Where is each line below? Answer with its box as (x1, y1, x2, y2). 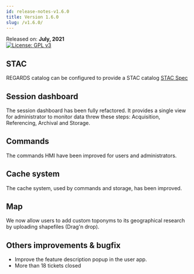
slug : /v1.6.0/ (6, 19, 43, 25)
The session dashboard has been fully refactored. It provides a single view (6, 107, 186, 114)
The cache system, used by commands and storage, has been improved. (6, 184, 182, 191)
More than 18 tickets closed (14, 262, 81, 269)
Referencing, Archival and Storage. (6, 120, 91, 126)
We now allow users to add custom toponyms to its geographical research (6, 217, 185, 224)
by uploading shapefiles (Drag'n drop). (6, 224, 100, 231)
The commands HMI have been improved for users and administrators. (6, 152, 177, 159)
